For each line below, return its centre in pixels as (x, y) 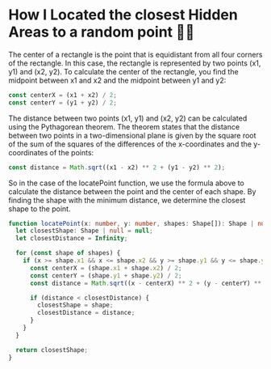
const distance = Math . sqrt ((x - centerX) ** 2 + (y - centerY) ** (146, 283)
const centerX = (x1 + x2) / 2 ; (63, 95)
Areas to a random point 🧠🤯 (102, 32)
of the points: (72, 152)
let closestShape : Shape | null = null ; (84, 231)
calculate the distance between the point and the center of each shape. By (132, 191)
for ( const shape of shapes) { (68, 253)
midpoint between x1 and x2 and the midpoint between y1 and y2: (117, 80)
